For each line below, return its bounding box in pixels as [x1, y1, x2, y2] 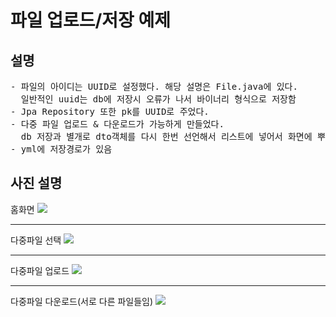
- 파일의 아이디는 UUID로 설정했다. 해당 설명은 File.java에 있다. [10, 81, 298, 92]
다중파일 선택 [10, 234, 62, 246]
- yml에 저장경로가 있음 [10, 144, 113, 155]
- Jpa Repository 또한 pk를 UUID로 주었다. [10, 106, 210, 117]
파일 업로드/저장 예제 [10, 9, 171, 32]
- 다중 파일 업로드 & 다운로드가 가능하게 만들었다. [10, 119, 225, 130]
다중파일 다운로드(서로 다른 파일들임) [10, 295, 154, 307]
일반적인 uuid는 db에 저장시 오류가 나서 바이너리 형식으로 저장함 [20, 94, 297, 105]
